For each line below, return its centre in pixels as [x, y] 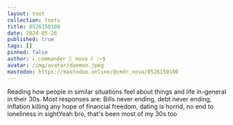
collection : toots [34, 20]
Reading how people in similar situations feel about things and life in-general [117, 92]
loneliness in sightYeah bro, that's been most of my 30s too [92, 114]
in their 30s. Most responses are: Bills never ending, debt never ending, [110, 99]
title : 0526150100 [34, 26]
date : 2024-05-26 [32, 33]
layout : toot [26, 14]
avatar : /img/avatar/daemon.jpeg [56, 65]
